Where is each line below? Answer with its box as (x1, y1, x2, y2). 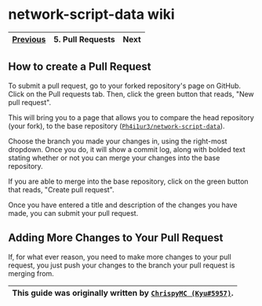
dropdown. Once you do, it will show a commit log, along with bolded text (8, 144, 246, 154)
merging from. (8, 268, 55, 278)
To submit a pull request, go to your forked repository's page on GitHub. (8, 81, 242, 90)
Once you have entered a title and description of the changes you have (8, 200, 238, 209)
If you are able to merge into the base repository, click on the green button (8, 177, 249, 186)
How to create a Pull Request (8, 60, 151, 74)
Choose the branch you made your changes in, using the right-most (8, 136, 227, 146)
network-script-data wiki (8, 5, 175, 24)
